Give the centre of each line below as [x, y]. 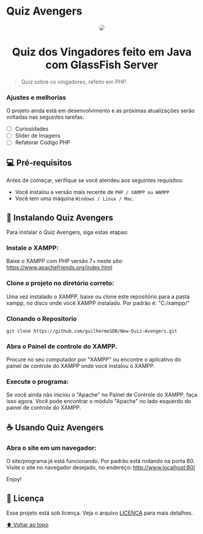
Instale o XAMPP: [32, 248]
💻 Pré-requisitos [39, 163]
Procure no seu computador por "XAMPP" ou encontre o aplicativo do [94, 359]
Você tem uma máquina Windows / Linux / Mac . [75, 199]
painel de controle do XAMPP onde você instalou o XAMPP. [81, 366]
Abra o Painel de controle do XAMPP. [62, 346]
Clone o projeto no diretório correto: [60, 283]
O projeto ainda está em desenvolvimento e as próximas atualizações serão [101, 111]
